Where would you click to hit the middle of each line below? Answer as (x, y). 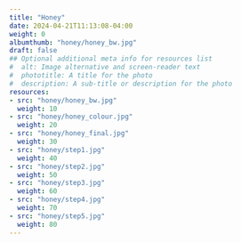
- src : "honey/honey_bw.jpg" (63, 100)
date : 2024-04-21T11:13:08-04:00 (71, 26)
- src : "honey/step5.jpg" (57, 216)
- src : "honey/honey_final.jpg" (69, 134)
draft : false (33, 51)
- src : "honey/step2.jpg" (57, 166)
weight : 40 (37, 158)
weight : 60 (37, 191)
